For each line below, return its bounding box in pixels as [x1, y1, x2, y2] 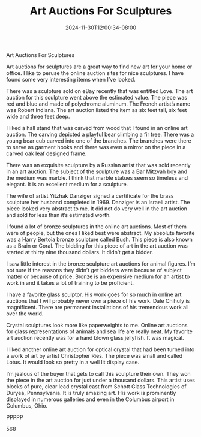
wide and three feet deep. [6, 113, 70, 120]
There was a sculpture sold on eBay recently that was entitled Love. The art [6, 87, 193, 94]
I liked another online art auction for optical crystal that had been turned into [6, 346, 195, 353]
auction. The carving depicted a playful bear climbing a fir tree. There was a [6, 131, 194, 138]
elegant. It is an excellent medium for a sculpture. [6, 180, 128, 188]
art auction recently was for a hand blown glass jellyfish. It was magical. [6, 334, 184, 341]
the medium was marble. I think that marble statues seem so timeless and [6, 174, 188, 181]
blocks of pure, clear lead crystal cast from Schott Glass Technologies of [6, 382, 187, 390]
